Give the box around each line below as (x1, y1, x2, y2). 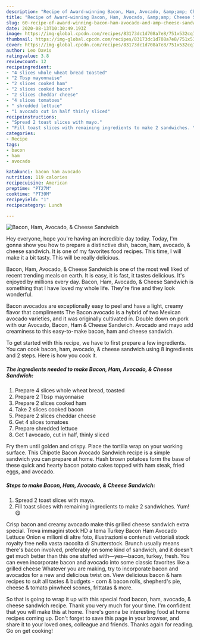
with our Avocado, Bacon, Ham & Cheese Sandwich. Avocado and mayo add (6, 321, 193, 329)
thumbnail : (6, 36, 33, 42)
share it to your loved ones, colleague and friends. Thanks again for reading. (6, 621, 193, 628)
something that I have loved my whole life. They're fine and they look (6, 285, 176, 292)
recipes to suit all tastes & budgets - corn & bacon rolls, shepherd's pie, (6, 578, 182, 585)
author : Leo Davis (6, 48, 52, 54)
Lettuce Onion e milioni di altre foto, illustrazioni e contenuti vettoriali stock (6, 533, 189, 541)
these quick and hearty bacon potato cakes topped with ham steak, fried (6, 462, 185, 469)
